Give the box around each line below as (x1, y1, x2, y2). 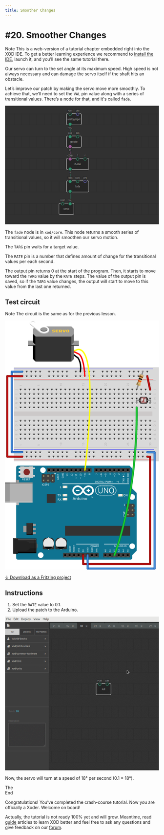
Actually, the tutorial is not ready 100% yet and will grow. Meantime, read (5, 814, 152, 820)
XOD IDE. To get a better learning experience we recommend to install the (5, 51, 154, 57)
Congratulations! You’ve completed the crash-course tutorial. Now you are (5, 799, 155, 805)
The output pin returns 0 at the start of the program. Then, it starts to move (5, 268, 156, 274)
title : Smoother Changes (5, 8, 56, 13)
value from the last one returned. (5, 284, 71, 289)
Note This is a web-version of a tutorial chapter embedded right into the (5, 45, 150, 51)
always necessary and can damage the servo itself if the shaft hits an (5, 71, 144, 77)
